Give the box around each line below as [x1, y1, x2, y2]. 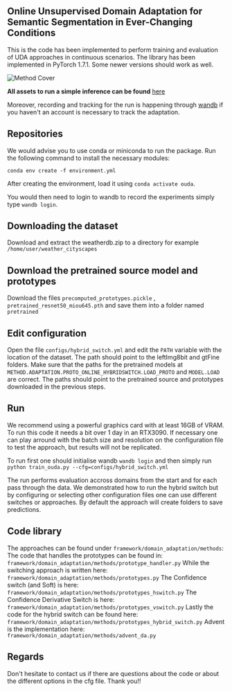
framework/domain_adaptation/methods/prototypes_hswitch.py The [7, 588, 197, 596]
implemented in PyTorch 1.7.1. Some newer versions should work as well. [7, 60, 213, 69]
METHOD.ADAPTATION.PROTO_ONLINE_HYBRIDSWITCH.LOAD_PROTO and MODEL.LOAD [7, 368, 220, 376]
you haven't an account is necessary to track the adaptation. [7, 107, 180, 116]
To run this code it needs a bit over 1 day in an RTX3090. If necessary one [7, 428, 218, 436]
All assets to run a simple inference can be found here [7, 87, 166, 96]
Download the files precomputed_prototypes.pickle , [7, 294, 156, 302]
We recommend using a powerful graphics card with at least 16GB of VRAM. [7, 420, 225, 429]
